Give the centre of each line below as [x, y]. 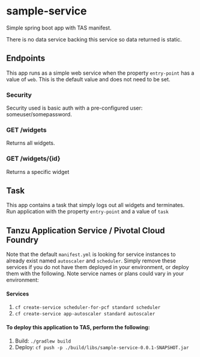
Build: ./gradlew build [43, 341]
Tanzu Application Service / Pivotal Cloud [86, 230]
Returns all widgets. [31, 143]
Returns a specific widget [38, 172]
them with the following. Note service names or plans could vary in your [95, 274]
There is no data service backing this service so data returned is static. [94, 39]
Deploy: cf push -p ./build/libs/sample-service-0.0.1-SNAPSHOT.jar [102, 347]
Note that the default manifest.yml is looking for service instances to [91, 255]
